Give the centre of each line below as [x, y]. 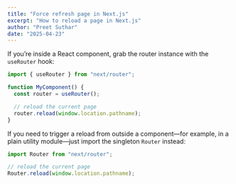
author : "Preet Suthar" [43, 27]
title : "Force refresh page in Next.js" [68, 14]
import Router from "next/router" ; [60, 154]
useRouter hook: [31, 62]
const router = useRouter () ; [57, 94]
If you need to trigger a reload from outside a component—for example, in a [118, 134]
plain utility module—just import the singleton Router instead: [97, 141]
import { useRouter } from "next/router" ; [71, 75]
